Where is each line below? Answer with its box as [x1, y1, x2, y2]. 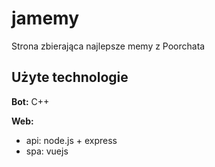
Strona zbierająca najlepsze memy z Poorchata [11, 40, 206, 52]
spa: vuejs [25, 145, 69, 157]
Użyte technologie [11, 69, 129, 86]
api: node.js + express [25, 134, 118, 146]
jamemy [11, 7, 80, 30]
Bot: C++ [11, 95, 50, 107]
